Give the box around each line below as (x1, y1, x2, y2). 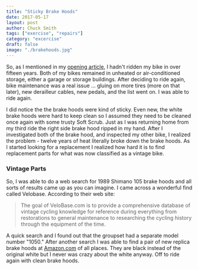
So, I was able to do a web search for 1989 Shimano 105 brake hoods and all (6, 178, 192, 185)
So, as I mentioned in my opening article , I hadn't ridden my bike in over (6, 63, 181, 70)
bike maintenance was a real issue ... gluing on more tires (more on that (6, 82, 180, 89)
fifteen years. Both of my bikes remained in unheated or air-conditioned (6, 69, 180, 77)
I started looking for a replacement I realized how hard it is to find (6, 143, 165, 150)
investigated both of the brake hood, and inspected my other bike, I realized (6, 131, 191, 138)
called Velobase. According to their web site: (6, 190, 115, 197)
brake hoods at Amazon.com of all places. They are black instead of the (6, 245, 181, 252)
